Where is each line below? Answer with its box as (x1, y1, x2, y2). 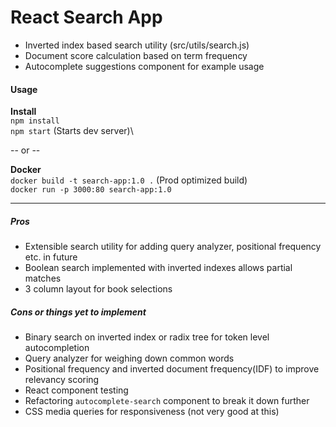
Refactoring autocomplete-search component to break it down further (24, 395, 310, 407)
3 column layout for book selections (24, 283, 173, 295)
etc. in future (24, 251, 78, 263)
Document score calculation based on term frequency (24, 49, 248, 61)
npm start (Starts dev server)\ (10, 125, 134, 137)
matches (24, 272, 62, 285)
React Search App (10, 6, 163, 29)
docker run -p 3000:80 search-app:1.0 (10, 185, 172, 195)
